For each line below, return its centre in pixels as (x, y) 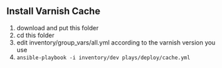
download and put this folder (57, 27)
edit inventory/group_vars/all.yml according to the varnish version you (116, 42)
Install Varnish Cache (54, 11)
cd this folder (35, 35)
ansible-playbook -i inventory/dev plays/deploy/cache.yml (103, 58)
